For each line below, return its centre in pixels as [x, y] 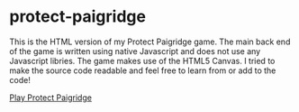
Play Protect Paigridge [51, 98]
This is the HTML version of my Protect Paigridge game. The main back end [150, 42]
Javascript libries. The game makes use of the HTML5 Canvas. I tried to [142, 61]
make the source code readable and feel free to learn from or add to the [143, 70]
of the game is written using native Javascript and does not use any [135, 51]
